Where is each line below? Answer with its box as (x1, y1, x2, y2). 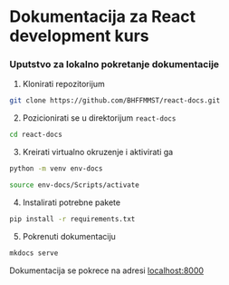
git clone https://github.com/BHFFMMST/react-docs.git (9, 96, 221, 105)
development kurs (9, 25, 149, 46)
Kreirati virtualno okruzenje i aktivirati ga (22, 147, 174, 158)
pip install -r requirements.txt (9, 214, 136, 223)
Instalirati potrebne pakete (22, 197, 120, 208)
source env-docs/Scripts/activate (9, 181, 140, 190)
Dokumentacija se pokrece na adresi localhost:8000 (9, 265, 205, 276)
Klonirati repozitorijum (22, 79, 106, 90)
